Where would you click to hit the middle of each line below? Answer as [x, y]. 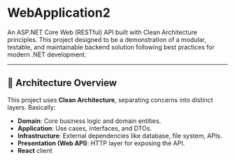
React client [35, 150]
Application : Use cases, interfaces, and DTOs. [85, 128]
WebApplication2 [59, 13]
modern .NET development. [47, 54]
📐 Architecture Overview [62, 83]
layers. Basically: [31, 107]
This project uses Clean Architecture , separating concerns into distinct [110, 100]
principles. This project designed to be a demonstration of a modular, [107, 39]
